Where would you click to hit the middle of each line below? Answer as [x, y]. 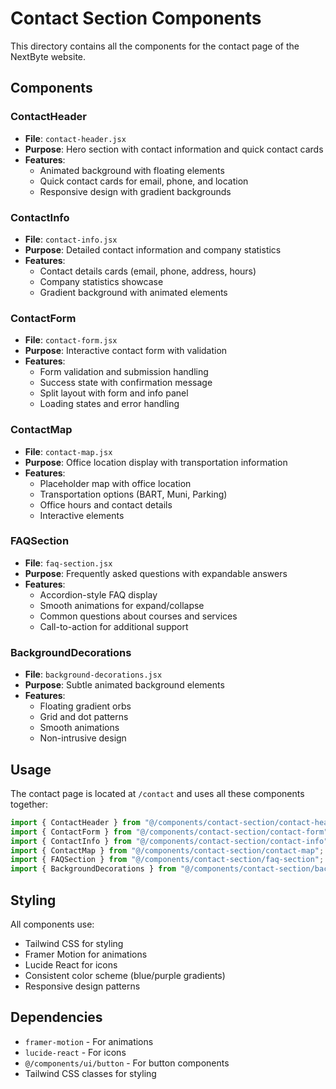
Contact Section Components [136, 18]
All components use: [52, 924]
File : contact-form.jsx [71, 340]
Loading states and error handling [109, 404]
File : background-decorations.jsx [93, 674]
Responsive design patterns [82, 986]
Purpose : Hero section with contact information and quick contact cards [174, 149]
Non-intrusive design [83, 738]
